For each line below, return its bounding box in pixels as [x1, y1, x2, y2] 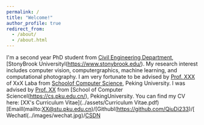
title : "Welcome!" [6, 15, 53, 21]
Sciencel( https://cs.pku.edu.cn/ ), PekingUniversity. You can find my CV [6, 92, 186, 100]
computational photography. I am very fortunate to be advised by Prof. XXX [6, 73, 195, 80]
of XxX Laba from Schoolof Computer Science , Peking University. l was [6, 79, 186, 87]
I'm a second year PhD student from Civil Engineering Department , [6, 54, 174, 61]
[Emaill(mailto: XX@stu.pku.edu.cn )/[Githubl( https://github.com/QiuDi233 [6, 106, 189, 112]
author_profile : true [6, 20, 62, 26]
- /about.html [12, 37, 47, 43]
